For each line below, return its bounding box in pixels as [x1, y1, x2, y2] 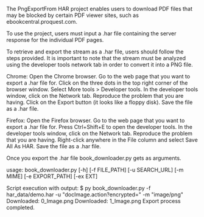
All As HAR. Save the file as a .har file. [6, 143, 102, 150]
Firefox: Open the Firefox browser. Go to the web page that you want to [6, 117, 185, 124]
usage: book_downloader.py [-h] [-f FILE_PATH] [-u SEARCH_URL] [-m [6, 167, 184, 173]
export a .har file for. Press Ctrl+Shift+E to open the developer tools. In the [6, 123, 193, 130]
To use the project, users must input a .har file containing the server [6, 30, 177, 37]
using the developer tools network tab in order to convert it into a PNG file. [6, 61, 193, 68]
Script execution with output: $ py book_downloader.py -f [6, 185, 151, 191]
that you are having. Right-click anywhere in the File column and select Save [6, 136, 198, 143]
